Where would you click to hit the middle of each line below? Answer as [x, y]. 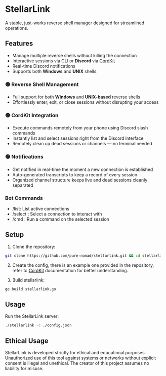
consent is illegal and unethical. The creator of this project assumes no [77, 363]
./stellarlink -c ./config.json [38, 325]
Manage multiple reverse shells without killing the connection [75, 55]
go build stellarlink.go [31, 289]
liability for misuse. [24, 368]
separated [23, 185]
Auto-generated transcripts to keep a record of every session [75, 174]
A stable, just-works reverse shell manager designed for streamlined [75, 23]
